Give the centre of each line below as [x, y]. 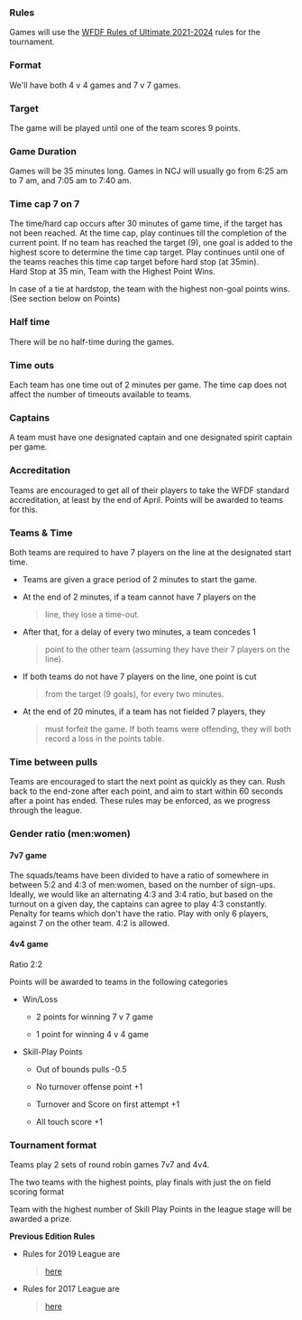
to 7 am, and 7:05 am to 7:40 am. [71, 181]
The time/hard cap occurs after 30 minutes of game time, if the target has [146, 224]
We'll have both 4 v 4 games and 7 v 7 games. [95, 85]
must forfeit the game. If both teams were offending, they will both [168, 729]
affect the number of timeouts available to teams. [101, 395]
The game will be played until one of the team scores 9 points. [125, 127]
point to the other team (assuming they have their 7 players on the [167, 649]
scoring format [37, 1191]
